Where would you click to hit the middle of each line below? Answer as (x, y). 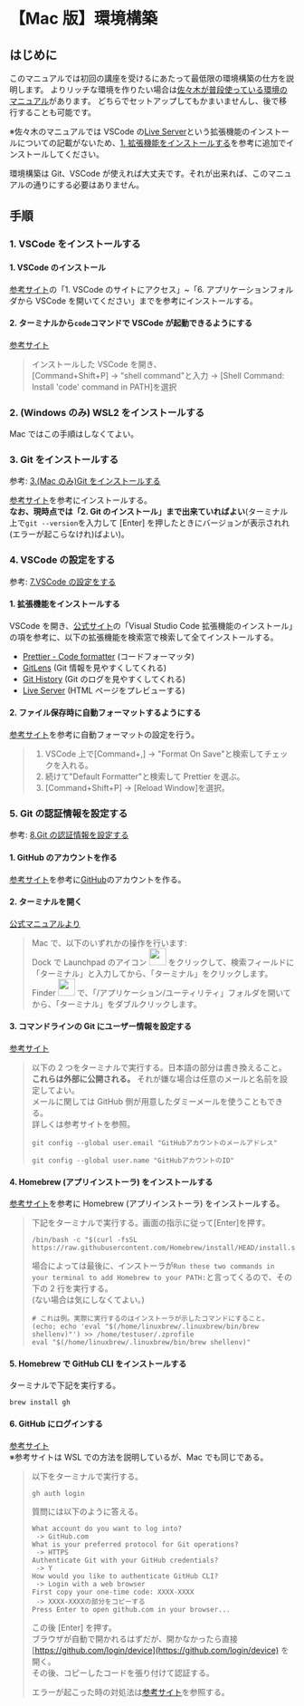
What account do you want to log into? (107, 1528)
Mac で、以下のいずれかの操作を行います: (109, 942)
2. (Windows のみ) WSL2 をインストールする (107, 412)
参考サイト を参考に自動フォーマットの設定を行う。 (104, 735)
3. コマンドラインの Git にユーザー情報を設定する (101, 1026)
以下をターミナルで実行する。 (87, 1476)
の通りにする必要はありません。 (85, 185)
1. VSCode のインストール (58, 267)
